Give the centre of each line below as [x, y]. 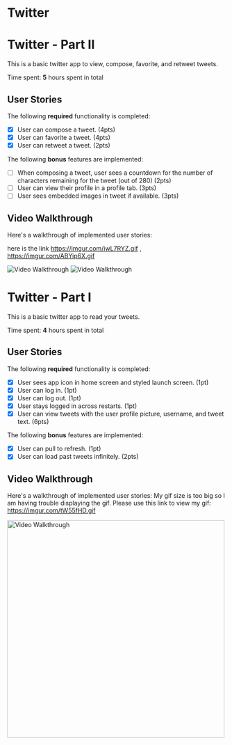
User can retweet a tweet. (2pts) [64, 146]
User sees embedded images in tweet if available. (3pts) [98, 196]
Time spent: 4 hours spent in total [56, 330]
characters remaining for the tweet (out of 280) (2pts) [94, 181]
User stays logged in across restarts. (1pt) [77, 406]
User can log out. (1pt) [49, 398]
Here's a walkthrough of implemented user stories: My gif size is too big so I [116, 496]
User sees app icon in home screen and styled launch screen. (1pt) [113, 382]
